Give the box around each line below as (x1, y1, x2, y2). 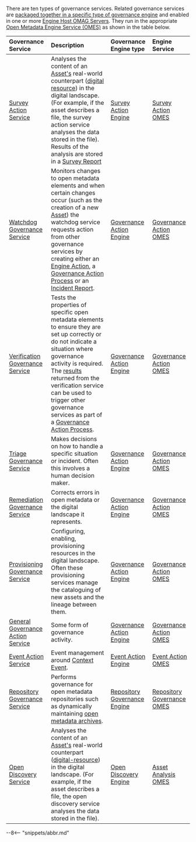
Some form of (51, 621, 89, 629)
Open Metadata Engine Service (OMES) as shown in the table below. (6, 23, 171, 30)
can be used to (51, 389, 92, 397)
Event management (51, 649, 104, 657)
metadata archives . (51, 717, 104, 725)
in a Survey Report (51, 158, 102, 165)
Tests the (51, 294, 76, 301)
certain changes (51, 189, 96, 197)
